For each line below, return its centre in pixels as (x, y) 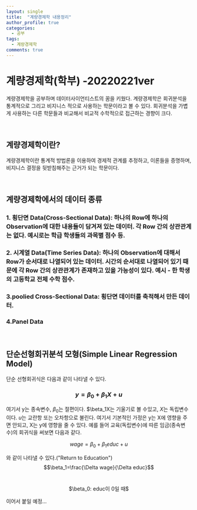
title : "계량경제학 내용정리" (39, 17)
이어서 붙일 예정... (26, 501)
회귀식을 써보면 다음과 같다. (50, 432)
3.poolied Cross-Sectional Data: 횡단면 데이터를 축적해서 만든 (92, 297)
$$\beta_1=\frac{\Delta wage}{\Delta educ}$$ (99, 467)
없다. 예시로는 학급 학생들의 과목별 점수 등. (69, 235)
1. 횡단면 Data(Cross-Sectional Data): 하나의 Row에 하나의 (87, 218)
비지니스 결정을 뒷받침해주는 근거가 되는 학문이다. (63, 167)
